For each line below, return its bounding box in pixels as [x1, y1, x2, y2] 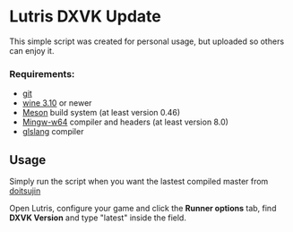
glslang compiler [22, 126, 84, 137]
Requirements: [9, 67, 75, 80]
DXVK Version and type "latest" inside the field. [9, 212, 186, 223]
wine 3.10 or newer [22, 98, 92, 108]
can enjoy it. [9, 45, 55, 56]
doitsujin [9, 185, 41, 196]
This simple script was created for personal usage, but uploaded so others [9, 36, 285, 47]
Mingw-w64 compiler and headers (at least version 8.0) [22, 116, 228, 127]
